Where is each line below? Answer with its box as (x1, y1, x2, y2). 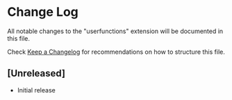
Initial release (17, 86, 56, 94)
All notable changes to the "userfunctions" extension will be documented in (7, 27, 224, 35)
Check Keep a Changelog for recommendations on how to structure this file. (7, 48, 226, 56)
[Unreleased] (7, 68, 66, 79)
